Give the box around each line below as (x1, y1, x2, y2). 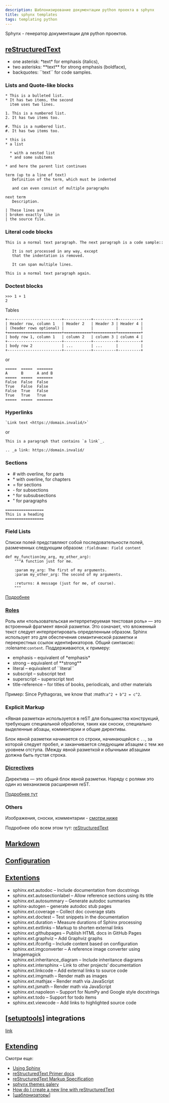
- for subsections (12, 487, 49, 493)
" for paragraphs (12, 498, 47, 504)
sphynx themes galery (12, 1081, 59, 1087)
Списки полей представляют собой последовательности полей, (5, 539, 144, 545)
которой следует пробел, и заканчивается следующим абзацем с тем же (5, 741, 164, 747)
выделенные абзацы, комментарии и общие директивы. (5, 726, 127, 732)
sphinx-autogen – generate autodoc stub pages (12, 903, 112, 909)
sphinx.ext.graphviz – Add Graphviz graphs (12, 935, 102, 941)
